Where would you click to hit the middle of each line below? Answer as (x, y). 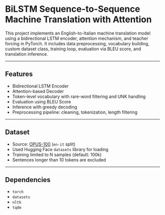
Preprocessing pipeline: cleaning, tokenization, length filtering (75, 112)
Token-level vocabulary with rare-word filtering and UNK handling (79, 96)
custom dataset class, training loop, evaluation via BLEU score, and (73, 49)
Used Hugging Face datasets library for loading (60, 149)
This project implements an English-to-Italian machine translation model (78, 33)
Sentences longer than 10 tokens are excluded (59, 160)
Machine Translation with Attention (79, 19)
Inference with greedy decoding (45, 107)
